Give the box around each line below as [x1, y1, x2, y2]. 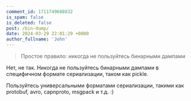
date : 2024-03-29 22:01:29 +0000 [6, 31, 89, 37]
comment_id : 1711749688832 [6, 8, 73, 15]
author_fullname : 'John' [6, 36, 68, 42]
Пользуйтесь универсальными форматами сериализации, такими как [6, 82, 184, 89]
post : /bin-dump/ [6, 25, 49, 31]
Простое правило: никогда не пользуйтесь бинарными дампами [20, 53, 186, 59]
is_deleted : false [6, 20, 52, 26]
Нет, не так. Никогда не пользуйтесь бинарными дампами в [6, 64, 159, 71]
